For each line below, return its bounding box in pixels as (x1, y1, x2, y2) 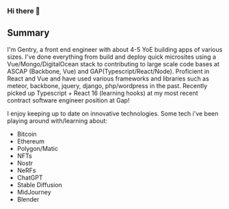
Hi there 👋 (7, 6, 41, 16)
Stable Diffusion (16, 180, 63, 189)
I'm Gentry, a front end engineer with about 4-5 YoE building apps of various (7, 45, 223, 53)
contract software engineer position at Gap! (7, 96, 130, 104)
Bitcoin (16, 130, 37, 138)
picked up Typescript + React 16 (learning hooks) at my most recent (7, 89, 198, 97)
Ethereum (16, 137, 44, 145)
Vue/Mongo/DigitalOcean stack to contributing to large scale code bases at (7, 59, 220, 68)
